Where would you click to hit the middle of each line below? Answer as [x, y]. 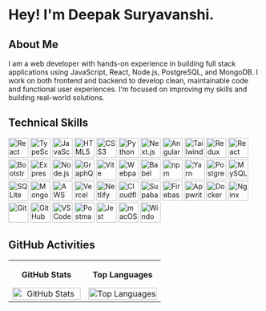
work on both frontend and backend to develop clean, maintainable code [128, 81]
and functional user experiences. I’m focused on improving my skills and [128, 89]
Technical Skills [48, 123]
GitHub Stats [46, 274]
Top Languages [123, 274]
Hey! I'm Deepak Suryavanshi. [111, 15]
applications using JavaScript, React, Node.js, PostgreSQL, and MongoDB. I [133, 72]
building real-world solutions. [56, 97]
